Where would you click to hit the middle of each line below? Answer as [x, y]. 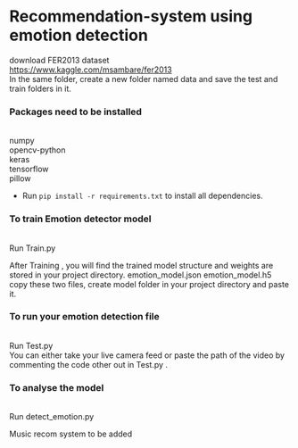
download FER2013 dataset [59, 60]
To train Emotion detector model [80, 219]
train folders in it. [40, 88]
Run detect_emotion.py [52, 417]
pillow [20, 178]
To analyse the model [57, 387]
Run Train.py [33, 248]
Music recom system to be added [71, 434]
